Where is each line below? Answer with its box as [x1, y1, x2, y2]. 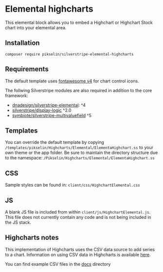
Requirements [5, 65, 49, 74]
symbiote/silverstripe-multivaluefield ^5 [12, 112, 91, 118]
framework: [5, 93, 28, 98]
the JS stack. [5, 219, 32, 225]
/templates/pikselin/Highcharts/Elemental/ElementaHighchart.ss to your [5, 145, 153, 151]
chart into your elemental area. [5, 24, 67, 30]
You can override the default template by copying [5, 139, 105, 145]
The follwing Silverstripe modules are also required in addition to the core [5, 87, 152, 93]
